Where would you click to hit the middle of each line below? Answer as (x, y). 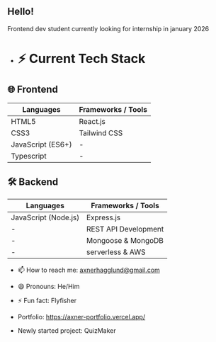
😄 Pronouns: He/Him (49, 286)
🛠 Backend (33, 182)
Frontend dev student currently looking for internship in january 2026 (108, 28)
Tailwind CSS (101, 132)
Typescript (29, 156)
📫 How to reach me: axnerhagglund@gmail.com (89, 270)
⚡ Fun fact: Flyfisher (47, 300)
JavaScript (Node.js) (45, 217)
